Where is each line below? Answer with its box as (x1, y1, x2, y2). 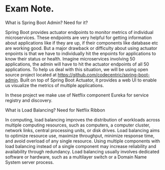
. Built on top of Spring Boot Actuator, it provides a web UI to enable (17, 77, 157, 83)
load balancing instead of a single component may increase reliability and (5, 143, 157, 149)
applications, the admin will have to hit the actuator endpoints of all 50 (5, 61, 150, 67)
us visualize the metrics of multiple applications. (5, 82, 104, 88)
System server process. (5, 159, 54, 165)
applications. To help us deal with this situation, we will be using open (5, 66, 149, 72)
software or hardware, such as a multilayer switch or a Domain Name (5, 153, 147, 160)
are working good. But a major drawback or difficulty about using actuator (5, 45, 158, 51)
